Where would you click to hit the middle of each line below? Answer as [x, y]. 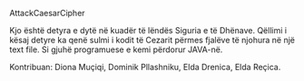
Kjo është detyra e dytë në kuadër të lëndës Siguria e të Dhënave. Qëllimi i [148, 30]
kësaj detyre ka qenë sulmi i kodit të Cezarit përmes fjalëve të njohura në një [152, 40]
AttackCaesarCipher [47, 13]
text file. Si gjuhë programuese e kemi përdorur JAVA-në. [116, 49]
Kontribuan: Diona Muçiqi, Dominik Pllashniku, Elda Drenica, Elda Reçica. [145, 67]
